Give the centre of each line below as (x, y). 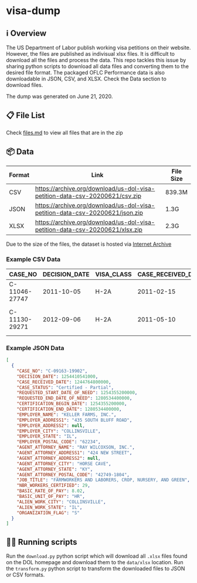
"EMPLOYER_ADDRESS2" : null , (51, 426)
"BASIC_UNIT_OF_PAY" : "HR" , (51, 497)
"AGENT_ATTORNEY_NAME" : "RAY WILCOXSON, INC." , (76, 448)
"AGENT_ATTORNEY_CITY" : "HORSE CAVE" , (64, 464)
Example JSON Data (35, 348)
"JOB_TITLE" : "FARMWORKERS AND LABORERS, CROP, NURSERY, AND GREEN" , (103, 480)
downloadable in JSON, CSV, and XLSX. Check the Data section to (86, 79)
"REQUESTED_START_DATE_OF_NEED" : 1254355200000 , (77, 393)
